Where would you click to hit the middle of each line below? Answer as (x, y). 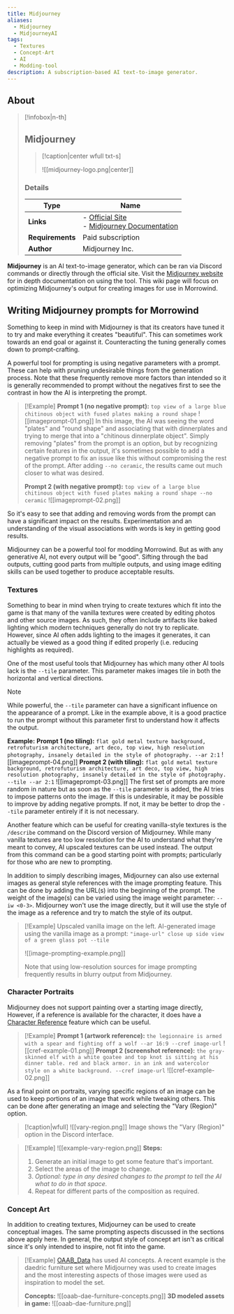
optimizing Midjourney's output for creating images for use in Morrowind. (112, 289)
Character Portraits (41, 992)
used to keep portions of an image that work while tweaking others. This (111, 1098)
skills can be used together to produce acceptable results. (91, 572)
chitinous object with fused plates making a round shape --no (118, 493)
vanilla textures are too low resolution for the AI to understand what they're (115, 840)
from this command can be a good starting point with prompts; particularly (115, 854)
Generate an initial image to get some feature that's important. (124, 1161)
